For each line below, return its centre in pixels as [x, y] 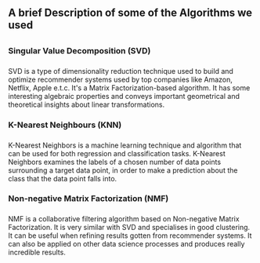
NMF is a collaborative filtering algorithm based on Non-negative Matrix [124, 219]
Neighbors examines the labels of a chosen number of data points [115, 162]
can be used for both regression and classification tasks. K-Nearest [117, 153]
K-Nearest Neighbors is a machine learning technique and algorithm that [125, 145]
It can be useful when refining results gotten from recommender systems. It [130, 236]
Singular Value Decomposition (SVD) [79, 50]
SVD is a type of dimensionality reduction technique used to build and [121, 71]
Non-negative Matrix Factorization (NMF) [88, 199]
